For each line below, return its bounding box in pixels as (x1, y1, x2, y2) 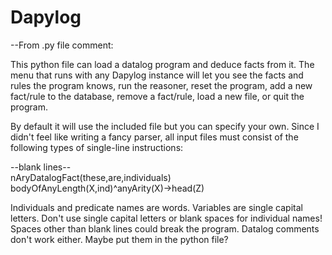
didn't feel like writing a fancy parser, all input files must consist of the (10, 131, 299, 143)
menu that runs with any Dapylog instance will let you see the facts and (10, 69, 304, 81)
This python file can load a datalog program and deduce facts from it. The (10, 58, 315, 70)
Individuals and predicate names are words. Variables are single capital (10, 201, 303, 213)
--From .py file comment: (10, 39, 114, 51)
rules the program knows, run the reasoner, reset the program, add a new (10, 79, 313, 91)
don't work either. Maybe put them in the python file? (10, 233, 229, 245)
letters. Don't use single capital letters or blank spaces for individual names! (10, 212, 323, 224)
